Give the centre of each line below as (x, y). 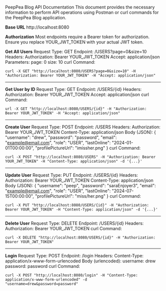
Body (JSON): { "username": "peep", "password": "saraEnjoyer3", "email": (81, 186)
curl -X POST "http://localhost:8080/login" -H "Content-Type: (72, 275)
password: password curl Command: (43, 266)
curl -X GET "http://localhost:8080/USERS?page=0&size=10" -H (70, 71)
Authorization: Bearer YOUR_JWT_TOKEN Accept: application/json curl (77, 94)
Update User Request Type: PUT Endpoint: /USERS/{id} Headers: (72, 175)
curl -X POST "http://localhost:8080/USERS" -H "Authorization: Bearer (80, 157)
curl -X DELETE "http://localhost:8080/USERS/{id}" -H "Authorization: (80, 238)
